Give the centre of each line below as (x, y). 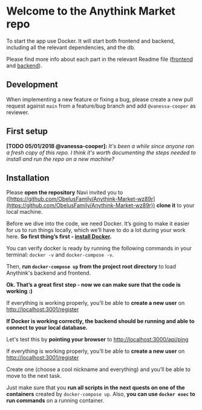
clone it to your (175, 205)
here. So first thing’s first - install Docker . (59, 237)
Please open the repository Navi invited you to (65, 193)
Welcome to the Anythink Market (91, 11)
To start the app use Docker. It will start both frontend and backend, (91, 41)
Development (32, 85)
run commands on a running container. (55, 401)
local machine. (24, 212)
